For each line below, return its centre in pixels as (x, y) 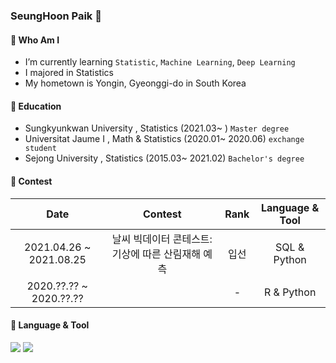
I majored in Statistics (69, 73)
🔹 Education (36, 106)
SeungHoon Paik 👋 (56, 16)
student (40, 149)
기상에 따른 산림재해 (156, 254)
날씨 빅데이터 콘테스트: (162, 239)
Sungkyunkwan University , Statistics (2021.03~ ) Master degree (157, 128)
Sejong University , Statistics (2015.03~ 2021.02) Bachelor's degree (164, 158)
